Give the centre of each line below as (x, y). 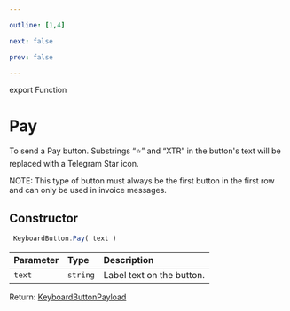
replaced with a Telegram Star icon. (74, 164)
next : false (31, 41)
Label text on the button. (154, 275)
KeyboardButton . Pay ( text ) (65, 239)
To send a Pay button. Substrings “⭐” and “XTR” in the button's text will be (145, 151)
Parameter (36, 260)
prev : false (31, 57)
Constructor (43, 218)
